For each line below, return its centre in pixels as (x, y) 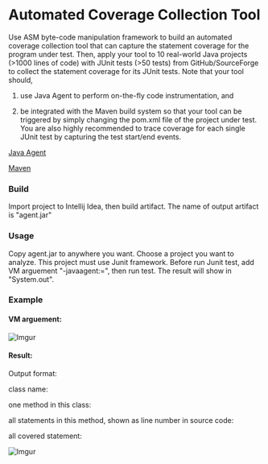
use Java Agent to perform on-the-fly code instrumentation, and (127, 95)
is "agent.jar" (30, 215)
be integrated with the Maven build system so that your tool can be (131, 111)
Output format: (33, 373)
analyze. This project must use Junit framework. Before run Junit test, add (132, 262)
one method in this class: (50, 404)
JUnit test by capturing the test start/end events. (101, 137)
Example (26, 300)
